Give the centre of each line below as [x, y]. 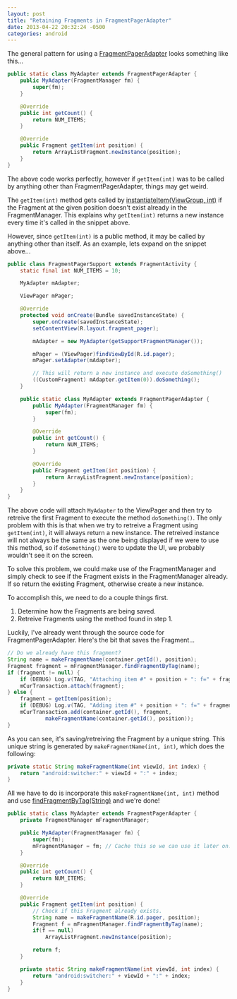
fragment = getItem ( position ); [66, 699]
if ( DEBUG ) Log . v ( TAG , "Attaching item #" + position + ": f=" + [118, 679]
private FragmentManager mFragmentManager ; [85, 820]
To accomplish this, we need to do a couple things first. [88, 598]
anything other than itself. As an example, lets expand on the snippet [107, 244]
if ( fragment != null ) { [44, 672]
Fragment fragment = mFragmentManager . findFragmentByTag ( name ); [104, 666]
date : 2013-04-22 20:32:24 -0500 [56, 27]
